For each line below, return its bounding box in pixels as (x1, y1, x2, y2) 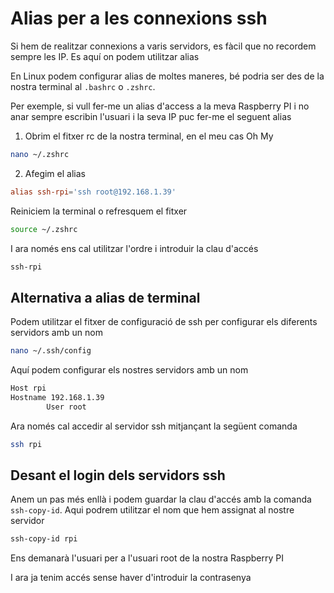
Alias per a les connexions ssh (10, 7, 268, 30)
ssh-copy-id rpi (10, 534, 78, 544)
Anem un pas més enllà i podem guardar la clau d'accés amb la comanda (10, 493, 312, 506)
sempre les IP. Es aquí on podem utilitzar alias (10, 50, 200, 62)
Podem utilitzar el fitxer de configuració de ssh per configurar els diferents (10, 316, 318, 328)
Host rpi (10, 383, 47, 394)
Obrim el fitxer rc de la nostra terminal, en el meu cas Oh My (24, 130, 274, 142)
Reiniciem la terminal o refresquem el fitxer (10, 205, 188, 217)
